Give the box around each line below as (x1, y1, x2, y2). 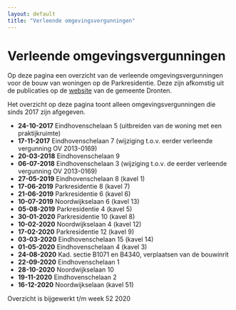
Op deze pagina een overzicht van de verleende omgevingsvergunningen (7, 71, 223, 80)
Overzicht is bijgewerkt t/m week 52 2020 (7, 294, 130, 303)
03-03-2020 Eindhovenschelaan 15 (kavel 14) (17, 235, 154, 244)
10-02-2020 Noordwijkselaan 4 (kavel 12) (17, 220, 142, 229)
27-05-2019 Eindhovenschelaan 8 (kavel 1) (17, 175, 145, 183)
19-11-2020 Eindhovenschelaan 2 (17, 273, 118, 281)
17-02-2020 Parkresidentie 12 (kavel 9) (17, 227, 135, 236)
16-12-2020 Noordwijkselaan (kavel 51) (17, 281, 134, 289)
